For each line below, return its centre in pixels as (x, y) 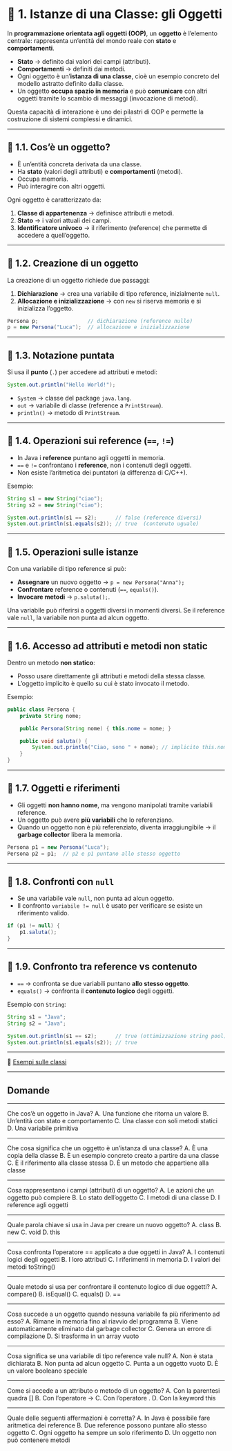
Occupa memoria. (43, 179)
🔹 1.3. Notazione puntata (61, 355)
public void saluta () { (54, 741)
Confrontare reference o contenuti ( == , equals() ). (88, 590)
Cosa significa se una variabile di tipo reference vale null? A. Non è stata (110, 1356)
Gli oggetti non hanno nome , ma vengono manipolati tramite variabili (115, 805)
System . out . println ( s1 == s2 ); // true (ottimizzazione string (108, 1036)
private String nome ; (50, 716)
